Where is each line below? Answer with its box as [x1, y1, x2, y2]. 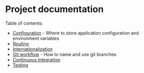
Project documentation [5, 4, 104, 15]
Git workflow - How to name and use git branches [12, 51, 117, 57]
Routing [12, 40, 29, 46]
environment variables [12, 35, 60, 41]
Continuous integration [12, 56, 61, 62]
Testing [12, 62, 29, 68]
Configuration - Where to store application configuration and [12, 30, 139, 36]
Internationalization [12, 46, 53, 52]
